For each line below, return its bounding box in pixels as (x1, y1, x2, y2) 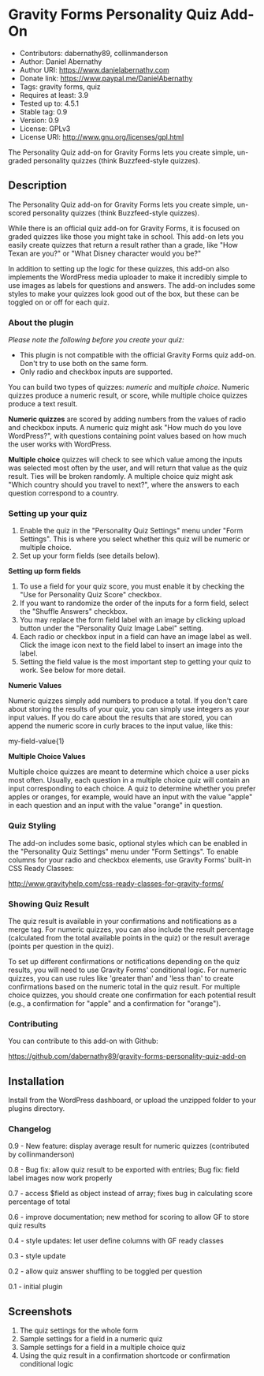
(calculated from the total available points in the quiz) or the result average (8, 933, 251, 942)
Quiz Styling (8, 821, 57, 832)
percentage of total (8, 1197, 71, 1206)
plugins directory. (8, 1104, 65, 1113)
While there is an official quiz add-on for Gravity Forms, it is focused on (8, 223, 240, 233)
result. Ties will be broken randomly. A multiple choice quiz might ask (8, 472, 234, 481)
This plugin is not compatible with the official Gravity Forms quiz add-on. (19, 350, 256, 360)
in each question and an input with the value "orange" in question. (8, 801, 223, 810)
